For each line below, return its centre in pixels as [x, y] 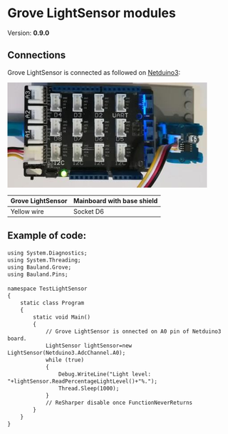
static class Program [52, 303]
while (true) [64, 360]
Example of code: [47, 236]
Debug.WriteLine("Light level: [105, 374]
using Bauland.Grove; [40, 267]
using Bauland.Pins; [38, 274]
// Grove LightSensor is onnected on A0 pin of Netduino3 [133, 331]
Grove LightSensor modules [92, 13]
